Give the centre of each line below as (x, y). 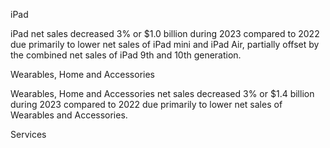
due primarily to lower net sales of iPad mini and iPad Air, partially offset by (165, 44)
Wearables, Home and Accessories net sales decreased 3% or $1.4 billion (162, 93)
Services (28, 134)
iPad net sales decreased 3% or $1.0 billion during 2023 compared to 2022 (165, 33)
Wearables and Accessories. (69, 115)
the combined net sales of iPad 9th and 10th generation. (126, 55)
